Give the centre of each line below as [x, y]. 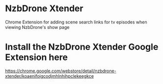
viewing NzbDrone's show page [37, 27]
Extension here [36, 57]
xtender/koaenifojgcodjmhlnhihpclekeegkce [50, 76]
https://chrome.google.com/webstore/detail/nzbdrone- [61, 71]
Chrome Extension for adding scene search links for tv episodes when [76, 22]
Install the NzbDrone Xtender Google [82, 47]
